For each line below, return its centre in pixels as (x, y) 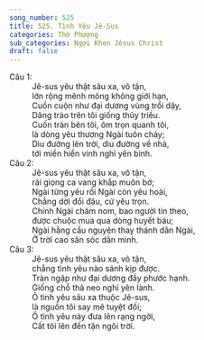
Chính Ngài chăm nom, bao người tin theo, (111, 211)
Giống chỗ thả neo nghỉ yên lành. (93, 288)
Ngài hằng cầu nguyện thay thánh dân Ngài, (114, 230)
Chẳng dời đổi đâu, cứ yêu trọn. (91, 202)
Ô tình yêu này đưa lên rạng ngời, (94, 317)
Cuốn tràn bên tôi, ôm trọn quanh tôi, (101, 125)
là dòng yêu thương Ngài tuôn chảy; (98, 134)
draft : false (34, 51)
